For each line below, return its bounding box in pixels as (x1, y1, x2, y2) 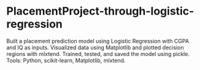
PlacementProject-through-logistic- (6, 4, 194, 18)
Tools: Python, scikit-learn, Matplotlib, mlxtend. (6, 57, 126, 64)
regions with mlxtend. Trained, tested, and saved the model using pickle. (6, 50, 190, 57)
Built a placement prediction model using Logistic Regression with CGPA (6, 37, 189, 44)
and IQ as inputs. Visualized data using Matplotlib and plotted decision (6, 44, 184, 51)
